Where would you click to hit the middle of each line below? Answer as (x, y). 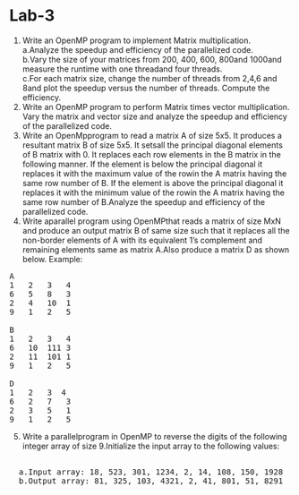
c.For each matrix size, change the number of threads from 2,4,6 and (149, 78)
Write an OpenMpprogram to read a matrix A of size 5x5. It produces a (152, 135)
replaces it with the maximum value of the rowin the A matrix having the (154, 173)
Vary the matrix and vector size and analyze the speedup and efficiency (155, 116)
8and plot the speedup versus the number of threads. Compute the (146, 88)
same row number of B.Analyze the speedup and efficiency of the (144, 201)
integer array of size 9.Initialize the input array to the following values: (151, 446)
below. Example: (52, 259)
